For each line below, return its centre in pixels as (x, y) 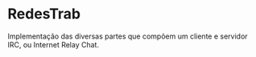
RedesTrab (44, 14)
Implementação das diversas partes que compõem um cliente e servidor (128, 36)
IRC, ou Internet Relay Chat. (54, 44)
